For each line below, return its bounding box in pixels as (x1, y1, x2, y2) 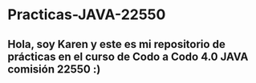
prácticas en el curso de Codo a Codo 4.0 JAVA (7, 49, 249, 63)
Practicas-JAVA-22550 (7, 6, 166, 24)
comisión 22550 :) (7, 62, 101, 76)
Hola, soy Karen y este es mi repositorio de (7, 38, 226, 51)
